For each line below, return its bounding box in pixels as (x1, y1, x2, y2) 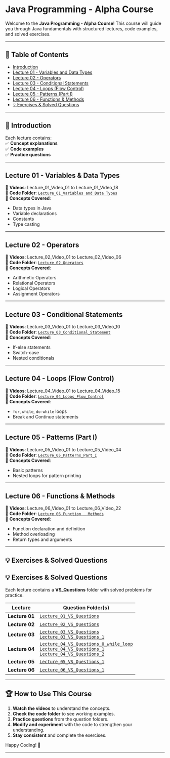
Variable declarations (12, 210, 57, 217)
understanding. (12, 727, 45, 733)
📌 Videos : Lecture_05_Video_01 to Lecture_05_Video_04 (5, 446, 121, 452)
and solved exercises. (5, 31, 51, 37)
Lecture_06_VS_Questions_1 (39, 667, 105, 672)
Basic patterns (12, 467, 43, 473)
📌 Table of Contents (5, 51, 69, 59)
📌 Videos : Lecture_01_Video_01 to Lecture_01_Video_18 (5, 185, 118, 191)
